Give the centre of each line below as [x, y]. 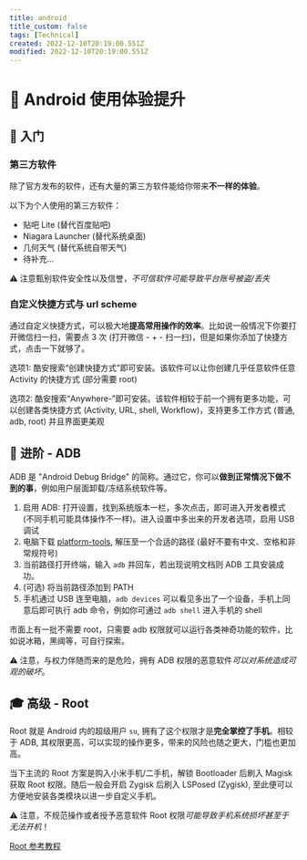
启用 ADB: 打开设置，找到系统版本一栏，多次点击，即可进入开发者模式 [154, 508]
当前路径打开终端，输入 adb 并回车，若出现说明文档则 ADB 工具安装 [149, 565]
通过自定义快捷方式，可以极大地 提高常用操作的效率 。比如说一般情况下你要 [149, 326]
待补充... [38, 259]
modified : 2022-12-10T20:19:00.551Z [79, 52]
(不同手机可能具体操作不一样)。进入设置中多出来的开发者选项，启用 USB [159, 519]
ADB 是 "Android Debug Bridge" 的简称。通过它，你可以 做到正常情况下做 [147, 477]
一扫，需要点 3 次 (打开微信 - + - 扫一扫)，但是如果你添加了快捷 [160, 337]
